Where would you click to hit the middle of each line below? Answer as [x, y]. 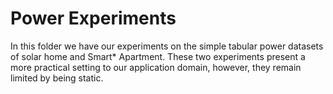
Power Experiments [93, 18]
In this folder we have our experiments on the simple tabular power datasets [167, 46]
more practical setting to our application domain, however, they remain [156, 67]
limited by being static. [57, 78]
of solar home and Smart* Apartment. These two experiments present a [158, 56]
